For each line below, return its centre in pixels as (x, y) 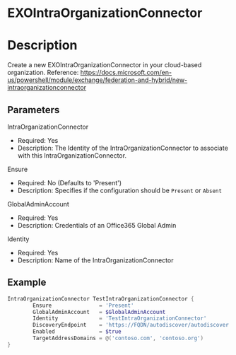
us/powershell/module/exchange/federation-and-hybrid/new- (98, 80)
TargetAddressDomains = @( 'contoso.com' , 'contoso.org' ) (118, 338)
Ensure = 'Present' (83, 305)
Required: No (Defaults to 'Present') (70, 182)
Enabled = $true (77, 332)
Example (27, 283)
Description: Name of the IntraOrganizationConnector (95, 260)
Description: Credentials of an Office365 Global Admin (97, 225)
